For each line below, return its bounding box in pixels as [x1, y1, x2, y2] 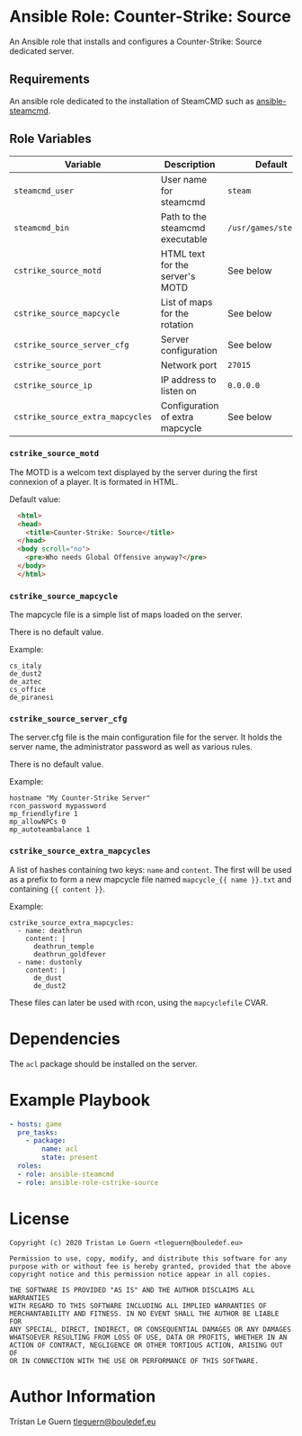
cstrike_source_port [13, 360, 102, 370]
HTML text [160, 247, 205, 260]
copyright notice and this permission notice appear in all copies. [9, 1270, 271, 1279]
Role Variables [9, 131, 92, 147]
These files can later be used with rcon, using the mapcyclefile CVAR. [9, 997, 269, 1008]
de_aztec [9, 678, 42, 687]
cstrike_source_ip [13, 380, 93, 390]
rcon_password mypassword [9, 802, 106, 811]
